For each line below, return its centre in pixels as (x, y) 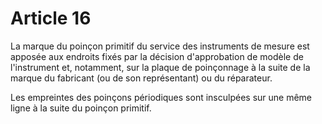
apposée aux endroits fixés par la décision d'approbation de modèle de (157, 56)
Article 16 (51, 18)
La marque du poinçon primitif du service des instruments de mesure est (160, 46)
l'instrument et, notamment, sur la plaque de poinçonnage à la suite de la (160, 67)
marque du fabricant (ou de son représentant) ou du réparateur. (141, 78)
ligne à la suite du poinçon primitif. (81, 108)
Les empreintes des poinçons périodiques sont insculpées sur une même (161, 97)
